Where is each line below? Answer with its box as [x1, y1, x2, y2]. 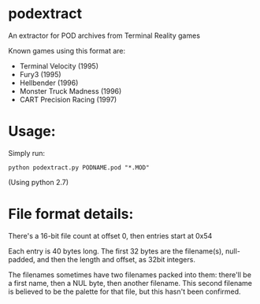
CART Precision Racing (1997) [19, 95, 117, 104]
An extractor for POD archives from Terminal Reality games [8, 31, 201, 40]
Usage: [8, 123, 57, 140]
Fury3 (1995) [19, 69, 61, 79]
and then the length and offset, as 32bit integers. [36, 254, 195, 264]
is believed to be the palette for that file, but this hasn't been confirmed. [8, 287, 242, 296]
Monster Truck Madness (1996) [19, 86, 122, 95]
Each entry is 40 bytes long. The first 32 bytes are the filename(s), [8, 246, 225, 256]
